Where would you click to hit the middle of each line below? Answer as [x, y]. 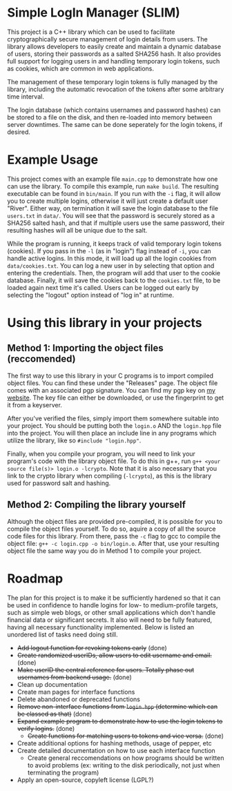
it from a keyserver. [35, 404]
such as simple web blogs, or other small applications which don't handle [112, 612]
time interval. [26, 96]
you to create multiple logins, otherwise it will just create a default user [108, 201]
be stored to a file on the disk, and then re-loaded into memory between [110, 117]
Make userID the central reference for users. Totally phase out [106, 670]
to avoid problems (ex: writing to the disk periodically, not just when [124, 765]
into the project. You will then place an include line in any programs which [112, 433]
